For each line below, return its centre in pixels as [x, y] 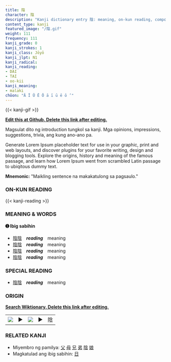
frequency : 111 [21, 39]
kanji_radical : [21, 62]
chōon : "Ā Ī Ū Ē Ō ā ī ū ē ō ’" [39, 95]
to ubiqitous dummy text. [31, 167]
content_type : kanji [27, 24]
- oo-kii [15, 81]
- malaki [15, 90]
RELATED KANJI [26, 335]
